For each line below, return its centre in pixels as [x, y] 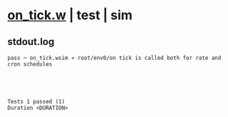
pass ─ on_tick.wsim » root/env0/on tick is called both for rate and [114, 58]
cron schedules [30, 64]
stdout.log [31, 42]
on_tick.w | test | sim [70, 15]
